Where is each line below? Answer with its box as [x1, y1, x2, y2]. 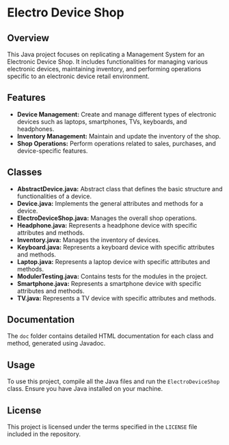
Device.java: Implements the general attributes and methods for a [16, 199, 204, 207]
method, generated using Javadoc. [7, 339, 106, 348]
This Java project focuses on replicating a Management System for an [7, 50, 205, 58]
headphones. [16, 125, 55, 133]
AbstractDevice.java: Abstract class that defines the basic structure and [16, 184, 223, 193]
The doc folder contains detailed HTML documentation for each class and [7, 332, 214, 340]
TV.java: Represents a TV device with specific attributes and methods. [16, 293, 217, 302]
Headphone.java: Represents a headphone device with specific [16, 221, 198, 229]
